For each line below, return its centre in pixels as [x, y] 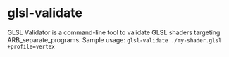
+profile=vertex [31, 46]
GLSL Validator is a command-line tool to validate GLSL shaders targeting [114, 32]
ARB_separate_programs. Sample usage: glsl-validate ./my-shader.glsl [114, 39]
